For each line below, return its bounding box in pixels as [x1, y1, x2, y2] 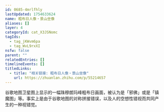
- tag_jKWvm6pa [9, 39, 41, 44]
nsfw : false [5, 48, 29, 53]
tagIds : [5, 35, 21, 40]
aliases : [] [5, 21, 29, 26]
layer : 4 [5, 25, 23, 30]
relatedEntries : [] [5, 57, 45, 62]
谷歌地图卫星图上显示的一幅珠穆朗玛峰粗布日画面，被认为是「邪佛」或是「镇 [5, 89, 159, 95]
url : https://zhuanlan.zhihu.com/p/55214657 [14, 75, 106, 80]
